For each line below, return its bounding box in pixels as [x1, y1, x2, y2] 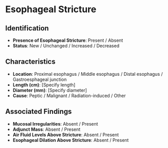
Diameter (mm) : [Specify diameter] [12, 87, 88, 93]
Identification [5, 24, 49, 33]
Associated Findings [5, 107, 72, 116]
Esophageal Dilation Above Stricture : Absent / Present [12, 137, 129, 143]
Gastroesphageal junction [12, 76, 67, 82]
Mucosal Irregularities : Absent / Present [12, 121, 98, 127]
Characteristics [5, 57, 56, 66]
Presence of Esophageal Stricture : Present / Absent [12, 37, 123, 43]
